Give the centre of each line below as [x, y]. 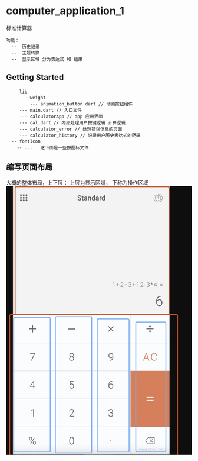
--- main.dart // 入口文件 [51, 110]
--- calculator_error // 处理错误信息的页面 [71, 129]
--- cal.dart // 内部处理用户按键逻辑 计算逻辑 [72, 122]
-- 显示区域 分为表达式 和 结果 [47, 59]
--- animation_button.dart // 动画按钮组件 [81, 104]
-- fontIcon [26, 141]
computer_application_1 [65, 11]
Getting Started [35, 77]
